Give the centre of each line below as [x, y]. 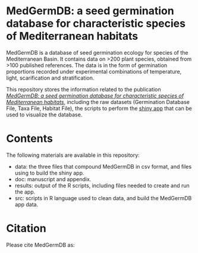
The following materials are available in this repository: [73, 155]
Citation [26, 228]
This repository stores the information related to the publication [84, 89]
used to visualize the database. [44, 115]
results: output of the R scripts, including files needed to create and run [102, 185]
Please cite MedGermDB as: [41, 245]
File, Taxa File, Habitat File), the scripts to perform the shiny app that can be [99, 108]
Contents [30, 139]
